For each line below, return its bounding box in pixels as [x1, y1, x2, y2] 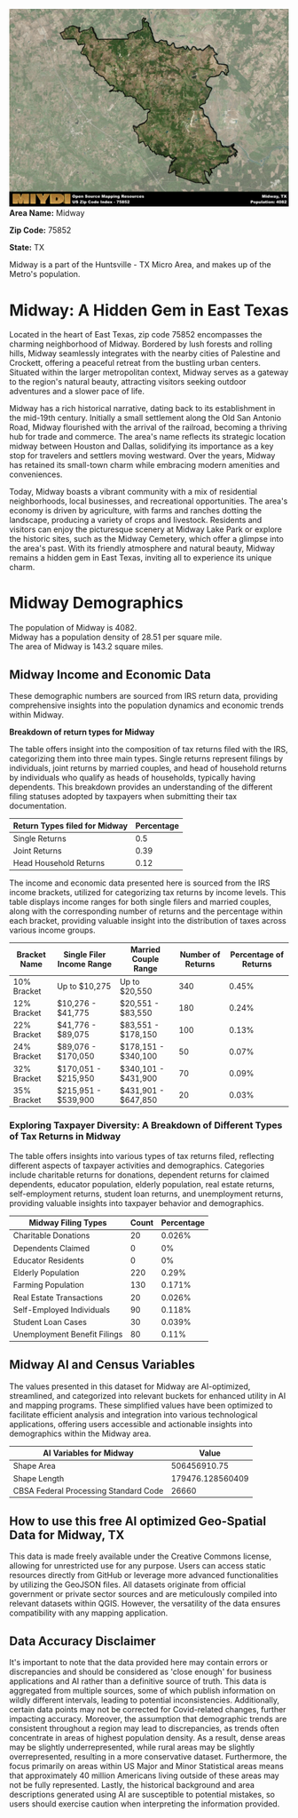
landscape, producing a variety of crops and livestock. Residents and [9, 515, 263, 526]
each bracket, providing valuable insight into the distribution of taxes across [9, 915, 286, 925]
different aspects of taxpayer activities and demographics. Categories [9, 1160, 265, 1171]
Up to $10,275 [57, 981, 112, 992]
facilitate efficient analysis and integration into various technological [9, 1409, 258, 1420]
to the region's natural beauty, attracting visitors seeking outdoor [9, 377, 247, 387]
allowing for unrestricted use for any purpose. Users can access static [9, 1560, 266, 1571]
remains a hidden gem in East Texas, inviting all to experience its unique [9, 552, 272, 563]
